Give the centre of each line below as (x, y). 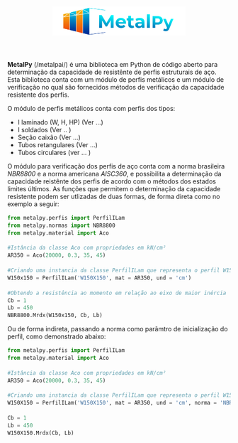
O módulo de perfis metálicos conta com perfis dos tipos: (91, 108)
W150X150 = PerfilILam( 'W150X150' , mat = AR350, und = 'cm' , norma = (112, 403)
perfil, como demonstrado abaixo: (57, 336)
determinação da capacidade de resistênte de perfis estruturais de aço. (112, 72)
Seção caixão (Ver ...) (49, 137)
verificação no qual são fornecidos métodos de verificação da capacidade (116, 87)
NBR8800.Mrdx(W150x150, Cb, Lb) (55, 316)
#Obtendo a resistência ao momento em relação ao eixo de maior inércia (117, 293)
